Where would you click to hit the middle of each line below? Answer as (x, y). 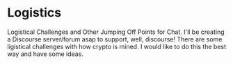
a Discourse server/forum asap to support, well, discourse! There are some (115, 39)
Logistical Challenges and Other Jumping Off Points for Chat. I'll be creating (116, 32)
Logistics (34, 13)
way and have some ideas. (45, 54)
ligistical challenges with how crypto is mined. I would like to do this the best (117, 46)
